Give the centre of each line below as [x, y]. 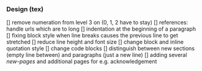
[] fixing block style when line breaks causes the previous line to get [92, 35]
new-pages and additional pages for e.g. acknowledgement [82, 62]
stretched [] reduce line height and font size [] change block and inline [95, 42]
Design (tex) [25, 9]
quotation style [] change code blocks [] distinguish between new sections [100, 48]
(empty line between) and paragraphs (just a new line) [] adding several [97, 55]
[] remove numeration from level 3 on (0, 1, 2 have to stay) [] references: [97, 23]
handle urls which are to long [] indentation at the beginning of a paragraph [101, 29]
